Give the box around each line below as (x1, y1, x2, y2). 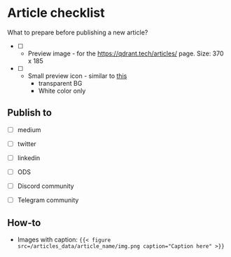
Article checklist (7, 5, 105, 21)
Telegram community (17, 196, 79, 204)
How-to (7, 216, 41, 229)
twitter (17, 139, 36, 148)
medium (17, 125, 41, 134)
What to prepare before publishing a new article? (7, 28, 148, 37)
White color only (38, 86, 86, 95)
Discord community (17, 182, 75, 190)
